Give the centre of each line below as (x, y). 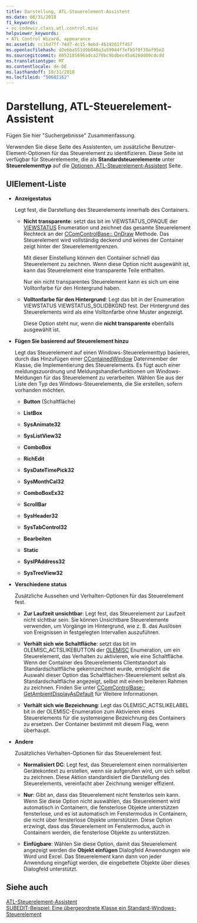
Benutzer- (164, 147)
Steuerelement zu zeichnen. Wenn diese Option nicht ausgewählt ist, (107, 264)
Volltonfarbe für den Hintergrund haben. (72, 288)
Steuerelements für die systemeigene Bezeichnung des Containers (104, 718)
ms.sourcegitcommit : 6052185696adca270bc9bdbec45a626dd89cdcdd (85, 55)
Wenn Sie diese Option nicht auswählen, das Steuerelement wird (102, 801)
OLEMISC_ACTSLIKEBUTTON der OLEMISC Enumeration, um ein (102, 650)
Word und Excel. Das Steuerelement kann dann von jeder (92, 856)
